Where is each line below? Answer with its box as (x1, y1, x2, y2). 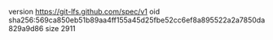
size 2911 (45, 24, 76, 33)
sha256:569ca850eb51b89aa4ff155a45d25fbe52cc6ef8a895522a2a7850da (8, 15, 266, 25)
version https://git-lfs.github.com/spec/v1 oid (8, 7, 161, 16)
